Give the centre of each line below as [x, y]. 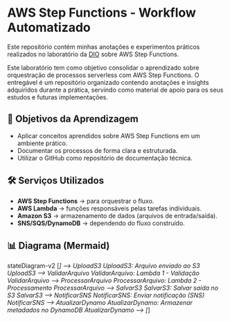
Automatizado [49, 27]
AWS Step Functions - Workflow [101, 13]
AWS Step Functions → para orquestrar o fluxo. [86, 201]
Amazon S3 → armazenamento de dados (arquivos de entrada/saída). [117, 215]
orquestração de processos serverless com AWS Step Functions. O [103, 75]
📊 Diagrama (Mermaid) [59, 246]
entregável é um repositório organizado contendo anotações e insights [108, 82]
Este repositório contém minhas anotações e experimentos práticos [104, 47]
